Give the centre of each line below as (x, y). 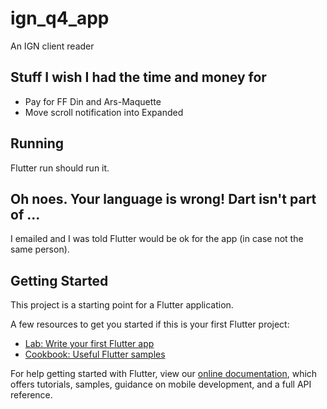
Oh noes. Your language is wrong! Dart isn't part (163, 198)
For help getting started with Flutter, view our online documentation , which (164, 374)
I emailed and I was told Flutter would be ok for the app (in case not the (157, 239)
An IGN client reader (52, 46)
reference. (31, 395)
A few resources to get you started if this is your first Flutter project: (150, 324)
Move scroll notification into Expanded (104, 112)
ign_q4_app (60, 18)
